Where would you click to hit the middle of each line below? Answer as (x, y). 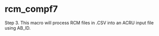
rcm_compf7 (31, 9)
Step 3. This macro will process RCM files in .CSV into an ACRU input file (79, 23)
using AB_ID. (18, 28)
